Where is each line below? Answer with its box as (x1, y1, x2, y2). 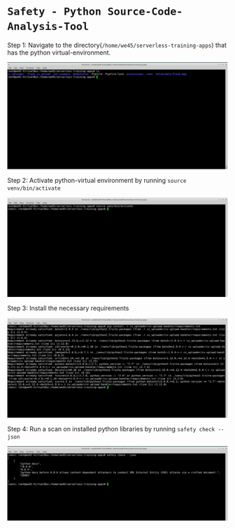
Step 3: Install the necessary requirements (7, 304, 129, 312)
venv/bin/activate (7, 185, 61, 192)
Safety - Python (7, 5, 101, 18)
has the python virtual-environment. (7, 48, 111, 57)
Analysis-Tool (7, 20, 90, 34)
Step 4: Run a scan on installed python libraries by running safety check (7, 425, 215, 433)
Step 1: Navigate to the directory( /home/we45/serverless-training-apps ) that (7, 41, 227, 49)
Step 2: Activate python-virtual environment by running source (7, 176, 187, 185)
